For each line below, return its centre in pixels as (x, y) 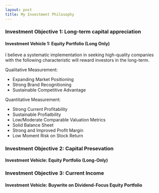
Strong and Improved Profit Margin (48, 130)
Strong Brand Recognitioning (42, 85)
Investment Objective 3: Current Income (55, 173)
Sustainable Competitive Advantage (49, 90)
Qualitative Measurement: (32, 70)
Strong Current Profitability (40, 109)
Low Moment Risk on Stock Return (48, 135)
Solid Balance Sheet (33, 125)
